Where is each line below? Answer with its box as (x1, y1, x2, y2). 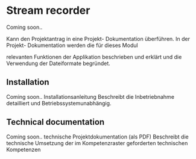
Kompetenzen (6, 146, 41, 153)
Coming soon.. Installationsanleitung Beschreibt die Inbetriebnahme (6, 93, 175, 100)
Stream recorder (6, 4, 90, 17)
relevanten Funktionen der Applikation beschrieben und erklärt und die (6, 53, 182, 60)
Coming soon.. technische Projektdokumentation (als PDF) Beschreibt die (6, 133, 189, 140)
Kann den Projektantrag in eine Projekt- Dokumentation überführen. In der (6, 35, 191, 42)
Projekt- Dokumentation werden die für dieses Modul (6, 42, 138, 49)
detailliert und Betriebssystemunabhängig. (6, 99, 112, 107)
